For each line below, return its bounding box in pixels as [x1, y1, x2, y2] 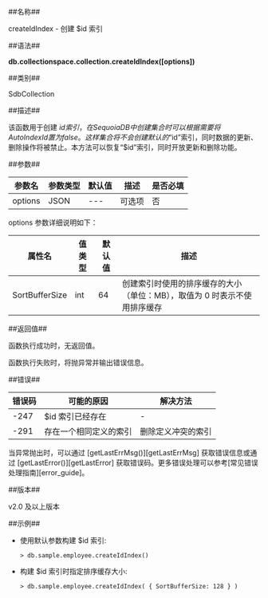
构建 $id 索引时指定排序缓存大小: [19, 567, 128, 576]
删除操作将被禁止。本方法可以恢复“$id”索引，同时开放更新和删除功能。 [8, 143, 242, 151]
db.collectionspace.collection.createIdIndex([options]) [8, 57, 195, 66]
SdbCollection [8, 89, 55, 98]
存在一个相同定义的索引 [44, 426, 133, 437]
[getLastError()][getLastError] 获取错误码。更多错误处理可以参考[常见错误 [17, 458, 258, 467]
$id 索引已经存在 [44, 411, 107, 422]
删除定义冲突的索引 [140, 426, 213, 437]
